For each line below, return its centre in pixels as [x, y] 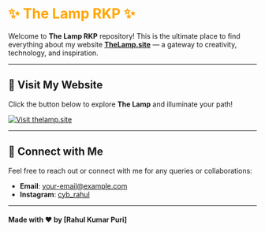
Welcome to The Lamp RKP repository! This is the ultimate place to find [124, 36]
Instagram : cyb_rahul [55, 194]
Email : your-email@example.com [73, 185]
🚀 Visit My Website [56, 85]
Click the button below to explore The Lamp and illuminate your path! [121, 104]
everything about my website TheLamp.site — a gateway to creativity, [123, 44]
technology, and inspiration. [53, 53]
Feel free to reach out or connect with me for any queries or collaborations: [130, 170]
